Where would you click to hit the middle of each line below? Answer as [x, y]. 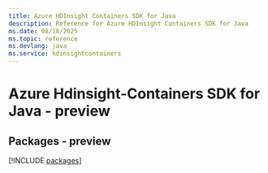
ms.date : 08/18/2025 [43, 31]
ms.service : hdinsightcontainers [65, 54]
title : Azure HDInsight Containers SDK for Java [92, 16]
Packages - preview [60, 141]
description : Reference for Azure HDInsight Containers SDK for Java [129, 24]
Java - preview [60, 111]
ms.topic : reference [43, 39]
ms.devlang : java [38, 46]
